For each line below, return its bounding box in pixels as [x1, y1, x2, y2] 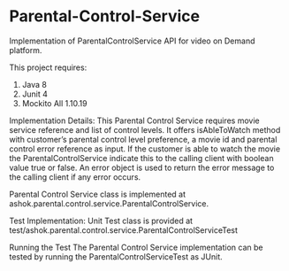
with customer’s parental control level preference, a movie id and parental [9, 134, 278, 144]
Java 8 [21, 79, 47, 89]
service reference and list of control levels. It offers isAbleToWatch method [9, 124, 281, 135]
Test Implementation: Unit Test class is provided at [9, 215, 193, 226]
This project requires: [9, 62, 87, 73]
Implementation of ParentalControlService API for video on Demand [9, 35, 255, 46]
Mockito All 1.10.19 [21, 97, 87, 108]
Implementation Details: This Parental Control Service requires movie [9, 115, 260, 126]
